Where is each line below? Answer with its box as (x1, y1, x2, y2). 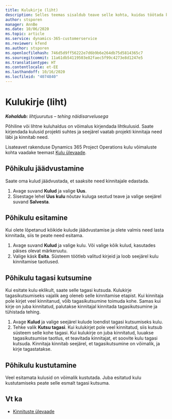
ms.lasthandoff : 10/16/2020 (5, 70, 66, 75)
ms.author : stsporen (5, 46, 50, 51)
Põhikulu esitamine (5, 214, 68, 222)
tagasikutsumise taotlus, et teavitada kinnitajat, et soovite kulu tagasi (12, 335, 158, 341)
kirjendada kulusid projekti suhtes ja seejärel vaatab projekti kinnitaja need (5, 129, 162, 135)
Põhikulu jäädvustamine (5, 164, 84, 173)
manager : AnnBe (5, 22, 38, 27)
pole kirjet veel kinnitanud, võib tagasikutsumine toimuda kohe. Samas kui (5, 298, 161, 304)
